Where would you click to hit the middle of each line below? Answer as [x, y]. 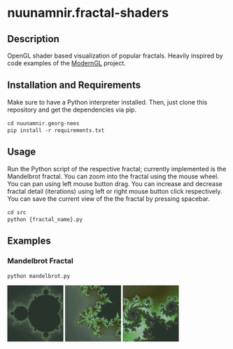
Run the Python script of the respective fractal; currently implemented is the [117, 169]
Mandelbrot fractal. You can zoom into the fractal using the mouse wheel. [113, 176]
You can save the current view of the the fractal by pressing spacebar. [108, 199]
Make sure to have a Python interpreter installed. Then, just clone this [107, 102]
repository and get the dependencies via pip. [72, 110]
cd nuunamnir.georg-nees [43, 123]
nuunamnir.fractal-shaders [88, 13]
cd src [17, 212]
